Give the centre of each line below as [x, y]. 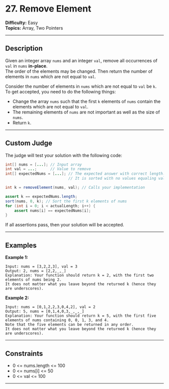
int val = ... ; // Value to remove [48, 169]
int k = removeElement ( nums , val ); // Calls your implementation [75, 188]
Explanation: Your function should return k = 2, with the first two [80, 276]
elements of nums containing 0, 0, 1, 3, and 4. [57, 320]
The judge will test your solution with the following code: [64, 155]
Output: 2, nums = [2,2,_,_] [36, 271]
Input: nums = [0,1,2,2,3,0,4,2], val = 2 [50, 307]
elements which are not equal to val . [51, 106]
